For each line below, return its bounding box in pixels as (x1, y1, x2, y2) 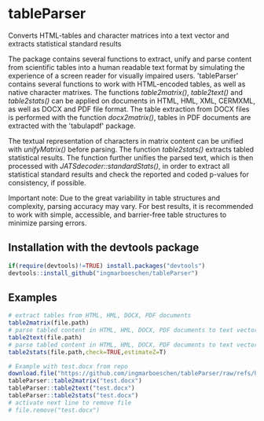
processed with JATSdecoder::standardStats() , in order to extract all (8, 161, 230, 170)
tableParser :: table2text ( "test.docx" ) (8, 384, 135, 393)
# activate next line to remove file (8, 398, 132, 407)
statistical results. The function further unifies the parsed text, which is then (8, 152, 254, 162)
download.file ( (8, 370, 58, 378)
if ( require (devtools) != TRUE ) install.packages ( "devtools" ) (8, 262, 206, 269)
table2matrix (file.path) (8, 319, 90, 327)
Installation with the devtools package (8, 241, 200, 254)
